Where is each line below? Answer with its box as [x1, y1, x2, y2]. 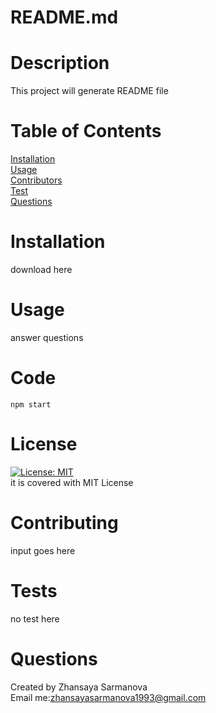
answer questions [10, 331, 84, 343]
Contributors [10, 174, 63, 186]
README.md [10, 6, 119, 29]
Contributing [10, 512, 119, 534]
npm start [10, 399, 52, 410]
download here [10, 264, 73, 275]
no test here [10, 612, 60, 625]
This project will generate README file [10, 85, 169, 97]
